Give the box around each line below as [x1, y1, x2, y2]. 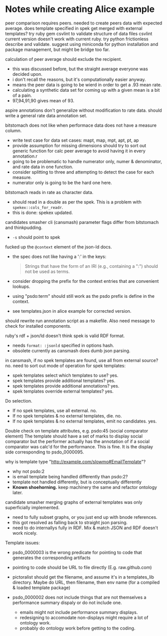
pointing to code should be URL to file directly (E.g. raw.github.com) [12, 564, 152, 570]
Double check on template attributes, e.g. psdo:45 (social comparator [5, 427, 149, 433]
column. [5, 127, 22, 133]
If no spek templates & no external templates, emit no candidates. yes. [12, 418, 157, 424]
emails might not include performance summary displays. [19, 609, 138, 615]
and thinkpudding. [5, 224, 43, 230]
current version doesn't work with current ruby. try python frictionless [5, 36, 149, 42]
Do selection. [5, 398, 32, 404]
